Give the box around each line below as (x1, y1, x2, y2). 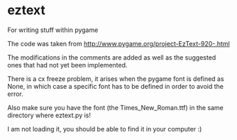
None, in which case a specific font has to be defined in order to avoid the (7, 82, 224, 90)
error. (7, 90, 23, 98)
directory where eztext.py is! (7, 111, 91, 119)
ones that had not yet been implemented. (7, 60, 128, 69)
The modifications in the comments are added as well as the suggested (7, 53, 216, 62)
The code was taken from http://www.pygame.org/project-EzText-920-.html (7, 39, 231, 48)
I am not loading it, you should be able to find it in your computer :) (7, 124, 202, 133)
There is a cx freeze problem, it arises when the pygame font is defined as (7, 74, 225, 83)
